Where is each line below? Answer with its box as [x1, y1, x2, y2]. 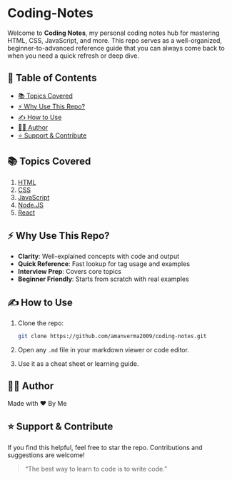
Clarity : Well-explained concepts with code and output [17, 252, 180, 261]
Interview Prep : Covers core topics [17, 267, 122, 276]
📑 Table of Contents [7, 72, 97, 84]
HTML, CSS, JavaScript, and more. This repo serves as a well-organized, [7, 36, 223, 44]
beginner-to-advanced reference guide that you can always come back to [7, 44, 225, 52]
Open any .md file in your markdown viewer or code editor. [17, 346, 189, 354]
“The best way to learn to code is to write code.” [24, 464, 168, 473]
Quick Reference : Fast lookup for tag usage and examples [17, 260, 191, 268]
